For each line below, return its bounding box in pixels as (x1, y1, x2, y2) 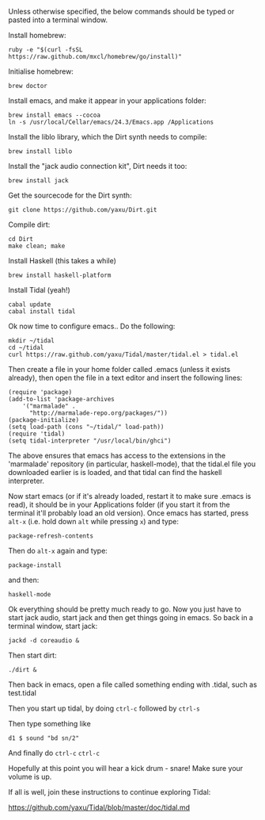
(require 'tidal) (8, 430, 66, 438)
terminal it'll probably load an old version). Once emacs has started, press (8, 508, 249, 518)
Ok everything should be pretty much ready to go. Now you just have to (8, 604, 241, 614)
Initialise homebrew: (8, 67, 74, 76)
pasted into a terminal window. (8, 15, 108, 25)
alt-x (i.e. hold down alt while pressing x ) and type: (8, 517, 180, 526)
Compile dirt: (8, 220, 51, 229)
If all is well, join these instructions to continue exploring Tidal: (8, 787, 211, 796)
